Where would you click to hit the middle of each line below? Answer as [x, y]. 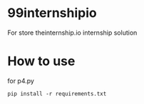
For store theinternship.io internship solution [72, 33]
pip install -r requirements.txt [57, 93]
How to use [41, 61]
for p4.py [21, 81]
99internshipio [52, 13]
